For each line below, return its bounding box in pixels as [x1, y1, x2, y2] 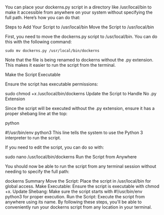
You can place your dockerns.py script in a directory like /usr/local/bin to [5, 4, 152, 10]
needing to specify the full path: [5, 169, 70, 174]
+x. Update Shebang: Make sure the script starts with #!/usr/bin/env [5, 188, 142, 194]
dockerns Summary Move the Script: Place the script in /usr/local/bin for [5, 178, 151, 184]
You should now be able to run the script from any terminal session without [5, 163, 157, 169]
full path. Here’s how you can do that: [5, 15, 81, 20]
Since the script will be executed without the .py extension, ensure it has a [5, 106, 155, 111]
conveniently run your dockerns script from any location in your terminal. [5, 204, 152, 210]
